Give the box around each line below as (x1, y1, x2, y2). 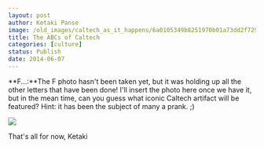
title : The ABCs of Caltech (8, 33, 101, 42)
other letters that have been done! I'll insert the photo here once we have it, (8, 85, 252, 94)
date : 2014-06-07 (8, 56, 65, 64)
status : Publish (8, 48, 61, 56)
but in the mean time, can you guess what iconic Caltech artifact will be (8, 93, 240, 103)
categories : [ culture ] (8, 41, 82, 49)
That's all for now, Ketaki (8, 131, 88, 141)
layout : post (8, 11, 51, 20)
